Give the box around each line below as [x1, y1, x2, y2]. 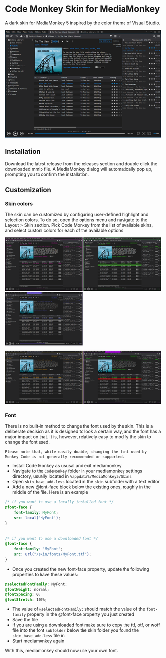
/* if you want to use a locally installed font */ [5, 500, 114, 505]
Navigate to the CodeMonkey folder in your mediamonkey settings [12, 468, 142, 474]
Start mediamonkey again [12, 638, 65, 644]
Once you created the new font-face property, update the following [12, 566, 149, 572]
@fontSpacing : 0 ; [5, 592, 41, 597]
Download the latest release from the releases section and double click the [5, 160, 158, 167]
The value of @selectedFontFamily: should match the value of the [12, 606, 146, 612]
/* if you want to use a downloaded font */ [5, 536, 98, 541]
